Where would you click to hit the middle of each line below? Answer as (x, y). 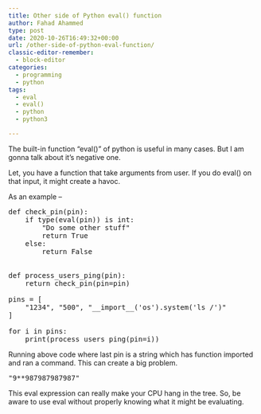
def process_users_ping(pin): (67, 275)
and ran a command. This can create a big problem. (93, 362)
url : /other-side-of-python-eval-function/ (82, 45)
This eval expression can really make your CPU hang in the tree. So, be (125, 393)
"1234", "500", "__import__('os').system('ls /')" (126, 307)
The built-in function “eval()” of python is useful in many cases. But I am (126, 149)
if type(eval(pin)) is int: (80, 219)
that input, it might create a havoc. (64, 181)
